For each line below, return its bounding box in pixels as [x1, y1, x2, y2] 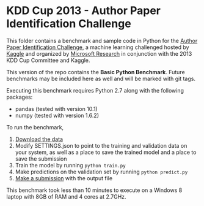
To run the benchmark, [6, 123, 64, 131]
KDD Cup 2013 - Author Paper [6, 4, 161, 18]
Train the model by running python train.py [15, 161, 126, 169]
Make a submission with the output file [15, 174, 113, 181]
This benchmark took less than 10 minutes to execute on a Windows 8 [6, 186, 183, 194]
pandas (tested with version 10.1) [15, 105, 98, 112]
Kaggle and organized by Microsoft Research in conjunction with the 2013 [6, 50, 192, 57]
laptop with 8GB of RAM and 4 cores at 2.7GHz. [6, 193, 126, 200]
